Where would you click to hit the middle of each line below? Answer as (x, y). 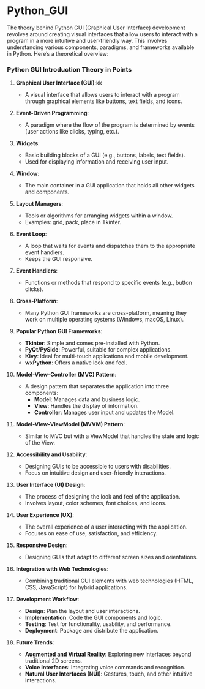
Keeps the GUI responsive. (58, 259)
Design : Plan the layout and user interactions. (82, 611)
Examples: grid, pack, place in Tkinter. (73, 222)
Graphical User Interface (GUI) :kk (59, 83)
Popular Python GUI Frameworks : (59, 331)
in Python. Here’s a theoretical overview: (58, 53)
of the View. (40, 443)
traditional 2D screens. (54, 661)
